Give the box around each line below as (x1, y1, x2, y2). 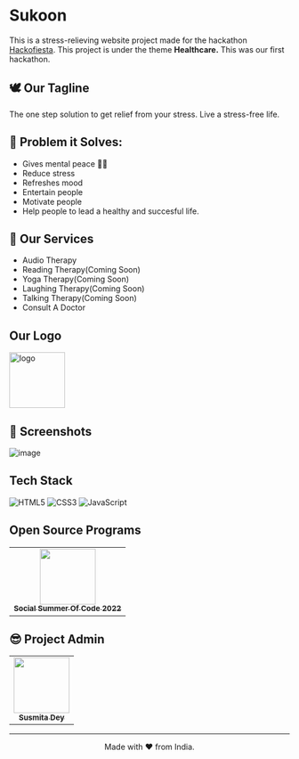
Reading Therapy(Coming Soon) (21, 265, 141, 275)
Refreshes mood (21, 177, 83, 188)
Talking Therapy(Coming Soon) (21, 293, 138, 304)
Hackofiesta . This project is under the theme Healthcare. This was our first (9, 44, 285, 54)
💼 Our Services (9, 231, 94, 246)
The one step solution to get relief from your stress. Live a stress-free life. (9, 109, 280, 119)
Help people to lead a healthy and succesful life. (21, 206, 199, 216)
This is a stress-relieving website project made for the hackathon (9, 35, 247, 45)
